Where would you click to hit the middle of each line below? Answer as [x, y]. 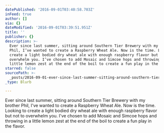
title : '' [15, 32]
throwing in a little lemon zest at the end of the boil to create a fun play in [79, 121]
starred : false [20, 69]
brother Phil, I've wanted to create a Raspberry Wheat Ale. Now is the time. [81, 105]
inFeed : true [18, 14]
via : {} [13, 23]
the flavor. [15, 126]
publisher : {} [20, 37]
